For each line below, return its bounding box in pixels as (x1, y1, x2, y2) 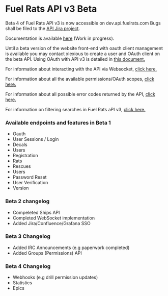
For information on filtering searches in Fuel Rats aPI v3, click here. (5, 106, 146, 112)
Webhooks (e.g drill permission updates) (12, 274, 98, 281)
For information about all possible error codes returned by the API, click (5, 91, 155, 97)
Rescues (12, 163, 31, 169)
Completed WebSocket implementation (12, 215, 95, 221)
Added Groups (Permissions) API (12, 250, 82, 256)
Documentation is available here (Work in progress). (5, 35, 115, 41)
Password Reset (12, 174, 47, 180)
